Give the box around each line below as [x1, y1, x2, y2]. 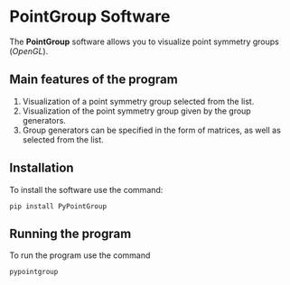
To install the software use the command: [9, 184, 164, 195]
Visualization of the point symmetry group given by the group [22, 106, 251, 116]
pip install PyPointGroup [9, 201, 107, 211]
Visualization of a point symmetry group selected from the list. [22, 96, 255, 106]
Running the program [9, 225, 132, 241]
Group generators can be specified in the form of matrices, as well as [22, 124, 282, 135]
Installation [9, 161, 74, 176]
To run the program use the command [9, 250, 151, 261]
